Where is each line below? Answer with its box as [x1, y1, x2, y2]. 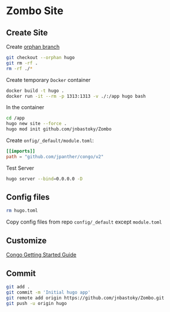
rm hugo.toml [6, 208, 38, 214]
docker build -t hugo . [6, 87, 65, 94]
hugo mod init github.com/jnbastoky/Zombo [6, 126, 112, 132]
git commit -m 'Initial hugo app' [6, 289, 91, 295]
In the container [6, 104, 45, 111]
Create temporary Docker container [6, 76, 91, 83]
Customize [6, 235, 47, 245]
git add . [6, 284, 31, 290]
